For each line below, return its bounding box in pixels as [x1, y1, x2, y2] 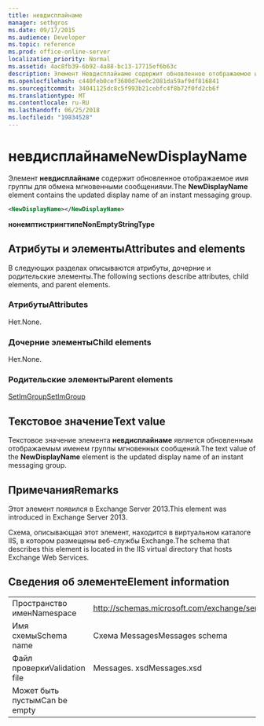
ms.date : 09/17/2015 [8, 26, 76, 34]
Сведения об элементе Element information [8, 575, 230, 589]
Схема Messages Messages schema [93, 629, 228, 640]
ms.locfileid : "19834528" [8, 114, 93, 122]
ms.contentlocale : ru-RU [8, 99, 90, 107]
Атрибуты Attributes [8, 299, 89, 310]
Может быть [12, 684, 60, 695]
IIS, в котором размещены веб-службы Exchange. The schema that [8, 536, 230, 545]
